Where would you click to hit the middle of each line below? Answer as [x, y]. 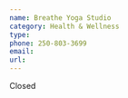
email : [22, 52]
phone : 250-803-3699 [49, 43]
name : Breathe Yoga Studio [60, 18]
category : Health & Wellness [64, 26]
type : [20, 34]
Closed [23, 86]
